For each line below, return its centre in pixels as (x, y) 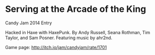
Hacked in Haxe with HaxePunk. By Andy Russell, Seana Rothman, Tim (78, 32)
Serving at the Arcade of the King (76, 9)
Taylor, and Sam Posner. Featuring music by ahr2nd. (59, 38)
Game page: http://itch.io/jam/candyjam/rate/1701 (56, 47)
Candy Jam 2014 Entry (29, 23)
